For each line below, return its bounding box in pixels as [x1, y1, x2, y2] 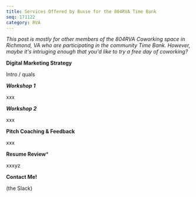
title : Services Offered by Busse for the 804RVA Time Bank [6, 8, 157, 15]
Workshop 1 [6, 82, 36, 89]
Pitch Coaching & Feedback [6, 128, 75, 135]
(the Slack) [6, 185, 33, 192]
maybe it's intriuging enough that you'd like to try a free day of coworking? [6, 48, 188, 55]
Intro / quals [6, 71, 35, 78]
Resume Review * [6, 151, 49, 158]
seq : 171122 [6, 14, 35, 20]
